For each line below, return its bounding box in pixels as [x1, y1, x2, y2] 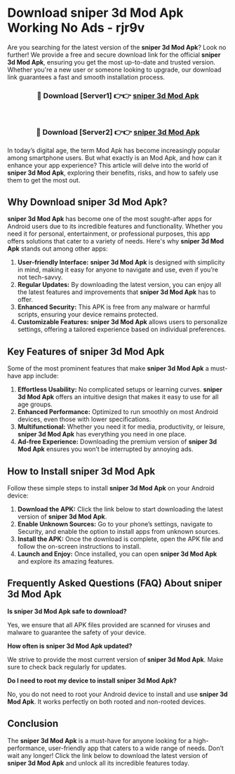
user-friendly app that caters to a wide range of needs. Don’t [48, 744, 224, 752]
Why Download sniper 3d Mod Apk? [7, 196, 168, 208]
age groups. [17, 400, 53, 408]
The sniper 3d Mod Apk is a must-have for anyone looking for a [7, 736, 192, 745]
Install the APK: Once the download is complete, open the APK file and [17, 535, 224, 543]
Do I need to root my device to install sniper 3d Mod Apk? [7, 676, 177, 685]
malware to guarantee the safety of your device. [7, 628, 147, 636]
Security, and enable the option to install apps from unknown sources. [17, 527, 220, 535]
